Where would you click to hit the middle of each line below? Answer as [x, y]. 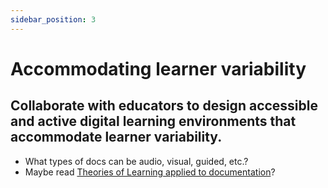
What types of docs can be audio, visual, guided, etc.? [136, 161]
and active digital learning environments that [153, 121]
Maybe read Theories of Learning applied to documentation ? [150, 172]
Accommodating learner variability [158, 68]
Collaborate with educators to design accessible [164, 106]
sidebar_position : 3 [53, 19]
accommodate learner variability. [116, 137]
